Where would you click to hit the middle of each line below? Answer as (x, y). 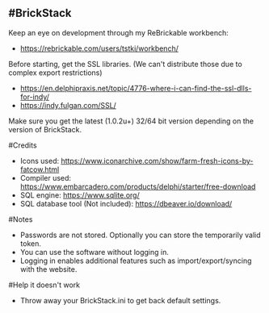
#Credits (23, 145)
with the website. (48, 269)
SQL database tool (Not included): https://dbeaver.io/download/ (126, 203)
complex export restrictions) (55, 73)
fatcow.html (40, 169)
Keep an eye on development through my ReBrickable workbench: (118, 32)
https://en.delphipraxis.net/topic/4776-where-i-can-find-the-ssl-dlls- (136, 88)
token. (31, 243)
